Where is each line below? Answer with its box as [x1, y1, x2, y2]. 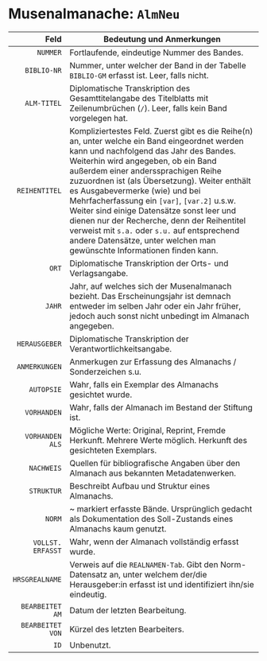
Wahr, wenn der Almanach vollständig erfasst [69, 536, 239, 547]
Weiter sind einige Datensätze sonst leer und [69, 204, 237, 216]
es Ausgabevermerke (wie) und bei [69, 185, 201, 196]
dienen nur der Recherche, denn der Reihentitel [69, 215, 246, 226]
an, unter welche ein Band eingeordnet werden [69, 135, 244, 146]
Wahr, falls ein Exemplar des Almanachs [69, 379, 219, 390]
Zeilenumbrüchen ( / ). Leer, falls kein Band [69, 103, 228, 114]
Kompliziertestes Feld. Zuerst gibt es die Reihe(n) [69, 125, 253, 136]
